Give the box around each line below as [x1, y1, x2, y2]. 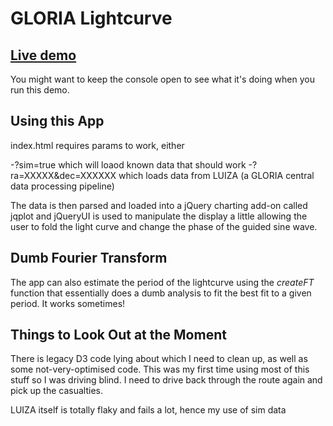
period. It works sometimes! [10, 297, 126, 309]
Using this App [10, 113, 105, 130]
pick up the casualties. [10, 385, 104, 397]
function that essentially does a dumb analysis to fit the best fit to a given [10, 287, 312, 299]
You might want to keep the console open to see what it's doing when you [10, 73, 315, 85]
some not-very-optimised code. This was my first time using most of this [10, 363, 310, 376]
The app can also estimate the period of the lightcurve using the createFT [10, 276, 315, 288]
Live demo [10, 47, 77, 64]
